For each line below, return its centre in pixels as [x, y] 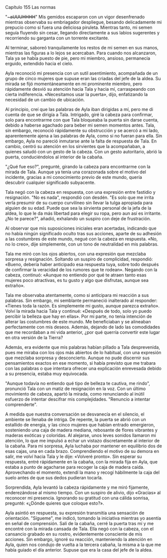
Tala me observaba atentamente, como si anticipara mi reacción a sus [77, 295]
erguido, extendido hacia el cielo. [39, 64]
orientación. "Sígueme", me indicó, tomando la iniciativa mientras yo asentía [83, 518]
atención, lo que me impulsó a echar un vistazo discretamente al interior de [83, 441]
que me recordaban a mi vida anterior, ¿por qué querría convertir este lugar [83, 332]
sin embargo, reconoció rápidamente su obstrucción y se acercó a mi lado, [82, 131]
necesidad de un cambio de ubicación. [45, 100]
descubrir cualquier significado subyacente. [50, 182]
